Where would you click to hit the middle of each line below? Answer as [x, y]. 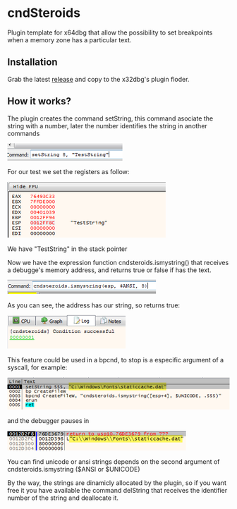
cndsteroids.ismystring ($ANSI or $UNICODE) [74, 470]
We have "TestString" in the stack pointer [67, 249]
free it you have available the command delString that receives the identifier [117, 491]
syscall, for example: [37, 367]
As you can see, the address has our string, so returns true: [94, 305]
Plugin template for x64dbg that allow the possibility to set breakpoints [110, 32]
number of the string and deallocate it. [63, 498]
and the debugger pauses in [48, 421]
